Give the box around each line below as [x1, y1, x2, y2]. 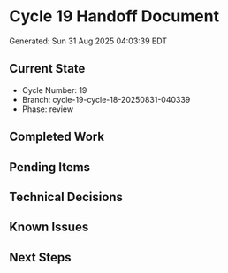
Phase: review [21, 104, 73, 114]
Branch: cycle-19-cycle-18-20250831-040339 [21, 94, 191, 105]
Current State [9, 61, 86, 76]
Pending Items [9, 160, 91, 175]
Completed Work [9, 129, 104, 144]
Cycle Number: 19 [21, 84, 87, 95]
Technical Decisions [9, 189, 124, 205]
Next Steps [9, 250, 72, 265]
